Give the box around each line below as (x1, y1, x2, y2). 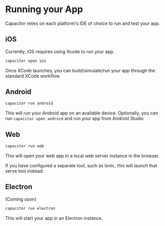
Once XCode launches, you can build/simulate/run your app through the (5, 67, 155, 73)
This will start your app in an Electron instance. (5, 215, 103, 221)
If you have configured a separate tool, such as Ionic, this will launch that (5, 163, 158, 168)
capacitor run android (5, 101, 53, 106)
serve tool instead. (5, 168, 44, 174)
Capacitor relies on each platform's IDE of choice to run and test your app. (5, 20, 160, 26)
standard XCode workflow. (5, 72, 61, 79)
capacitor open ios (5, 58, 47, 63)
